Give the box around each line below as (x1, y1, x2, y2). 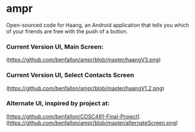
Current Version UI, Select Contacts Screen (6, 71, 134, 79)
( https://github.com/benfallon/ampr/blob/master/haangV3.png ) (6, 56, 161, 64)
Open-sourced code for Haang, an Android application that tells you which (6, 21, 190, 29)
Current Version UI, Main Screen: (6, 42, 104, 51)
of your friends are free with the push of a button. (6, 27, 128, 34)
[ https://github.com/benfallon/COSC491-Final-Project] (6, 112, 140, 120)
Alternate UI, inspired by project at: (6, 99, 110, 108)
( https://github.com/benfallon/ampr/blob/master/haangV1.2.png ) (6, 84, 165, 92)
